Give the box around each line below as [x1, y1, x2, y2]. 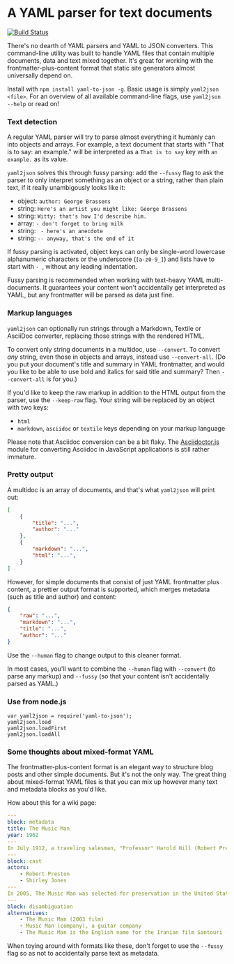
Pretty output [7, 470, 54, 480]
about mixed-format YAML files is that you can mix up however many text [7, 778, 218, 786]
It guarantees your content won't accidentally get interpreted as [42, 283, 226, 292]
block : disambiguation [7, 903, 73, 910]
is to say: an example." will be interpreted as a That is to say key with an [7, 148, 218, 156]
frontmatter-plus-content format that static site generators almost [7, 64, 196, 72]
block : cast [7, 857, 42, 865]
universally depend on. [7, 71, 73, 80]
